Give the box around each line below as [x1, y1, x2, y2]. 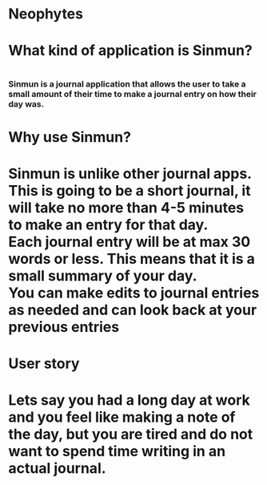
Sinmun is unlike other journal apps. [8, 164, 252, 183]
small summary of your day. [8, 266, 197, 285]
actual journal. [8, 459, 106, 478]
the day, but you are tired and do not [8, 426, 253, 443]
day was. [8, 98, 45, 109]
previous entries [8, 317, 120, 336]
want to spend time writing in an [8, 443, 226, 461]
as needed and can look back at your [8, 301, 257, 319]
